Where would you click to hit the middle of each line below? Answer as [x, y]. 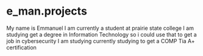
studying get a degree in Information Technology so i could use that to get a [101, 34]
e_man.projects [47, 11]
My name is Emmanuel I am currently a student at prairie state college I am [100, 28]
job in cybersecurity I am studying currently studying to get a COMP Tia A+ [101, 41]
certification [21, 47]
